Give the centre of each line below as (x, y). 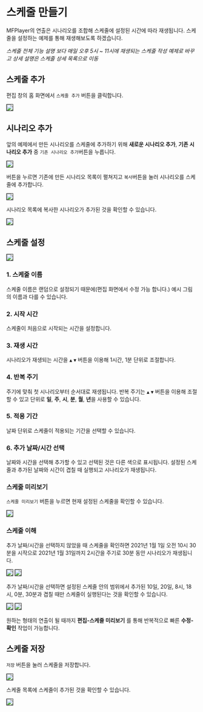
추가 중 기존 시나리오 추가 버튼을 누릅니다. (69, 152)
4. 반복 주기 (22, 377)
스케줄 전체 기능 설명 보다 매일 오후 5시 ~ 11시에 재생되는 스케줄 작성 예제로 (95, 51)
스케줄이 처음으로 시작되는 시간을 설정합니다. (59, 328)
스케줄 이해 (22, 531)
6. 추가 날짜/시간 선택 (35, 448)
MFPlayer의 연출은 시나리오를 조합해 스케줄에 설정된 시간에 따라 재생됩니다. (95, 30)
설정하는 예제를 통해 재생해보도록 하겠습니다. (70, 38)
